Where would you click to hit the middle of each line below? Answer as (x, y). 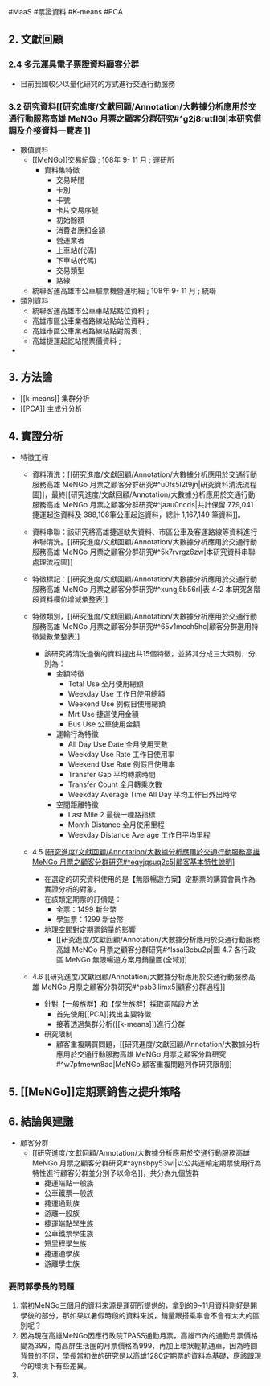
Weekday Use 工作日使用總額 (117, 693)
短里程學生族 (65, 1243)
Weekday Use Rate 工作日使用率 (121, 754)
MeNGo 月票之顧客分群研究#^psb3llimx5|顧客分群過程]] (133, 987)
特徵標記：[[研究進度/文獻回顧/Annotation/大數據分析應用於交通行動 (144, 579)
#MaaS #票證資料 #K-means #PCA (65, 12)
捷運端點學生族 (69, 1223)
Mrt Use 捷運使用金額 (103, 714)
